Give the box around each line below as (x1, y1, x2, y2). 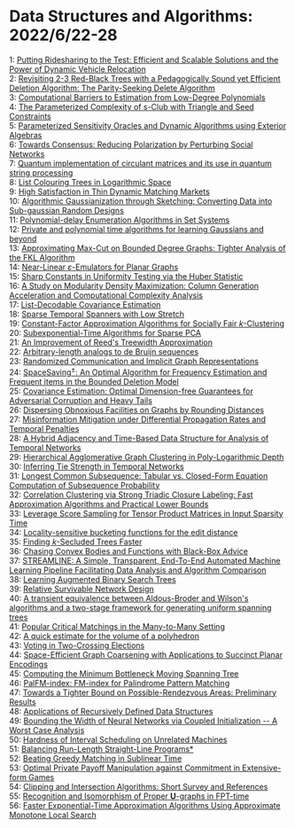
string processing (9, 167, 74, 178)
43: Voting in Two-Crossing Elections (9, 640, 145, 651)
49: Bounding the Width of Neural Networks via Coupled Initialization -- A (9, 715, 278, 726)
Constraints (9, 111, 51, 121)
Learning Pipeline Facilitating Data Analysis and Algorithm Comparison (9, 565, 267, 575)
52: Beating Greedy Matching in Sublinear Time (9, 753, 182, 763)
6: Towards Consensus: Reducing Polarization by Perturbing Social (9, 139, 253, 150)
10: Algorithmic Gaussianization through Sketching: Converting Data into (9, 195, 273, 206)
